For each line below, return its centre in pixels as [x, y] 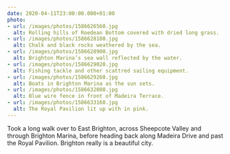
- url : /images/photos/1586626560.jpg [62, 26]
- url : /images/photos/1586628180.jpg [62, 39]
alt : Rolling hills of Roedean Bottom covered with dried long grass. [116, 33]
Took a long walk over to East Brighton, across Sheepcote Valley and [104, 128]
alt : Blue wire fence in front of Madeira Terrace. [89, 97]
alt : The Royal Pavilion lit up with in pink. [81, 109]
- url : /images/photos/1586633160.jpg [62, 103]
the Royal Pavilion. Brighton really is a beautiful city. [80, 143]
